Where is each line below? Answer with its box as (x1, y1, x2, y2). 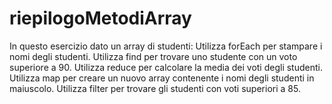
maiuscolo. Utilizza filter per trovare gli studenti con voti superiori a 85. (9, 82, 301, 94)
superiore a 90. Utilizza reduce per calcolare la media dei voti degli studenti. (9, 61, 323, 73)
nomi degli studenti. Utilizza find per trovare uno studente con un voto (9, 50, 298, 62)
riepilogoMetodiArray (9, 7, 192, 30)
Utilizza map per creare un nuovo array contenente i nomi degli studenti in (9, 72, 315, 84)
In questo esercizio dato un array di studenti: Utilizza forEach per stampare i (9, 40, 323, 52)
